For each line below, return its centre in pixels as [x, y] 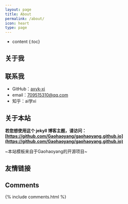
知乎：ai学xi [24, 101]
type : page [16, 28]
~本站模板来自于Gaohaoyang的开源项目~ [46, 151]
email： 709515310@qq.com [40, 95]
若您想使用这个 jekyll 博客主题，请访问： [46, 131]
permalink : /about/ [25, 19]
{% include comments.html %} [36, 197]
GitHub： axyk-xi [28, 89]
